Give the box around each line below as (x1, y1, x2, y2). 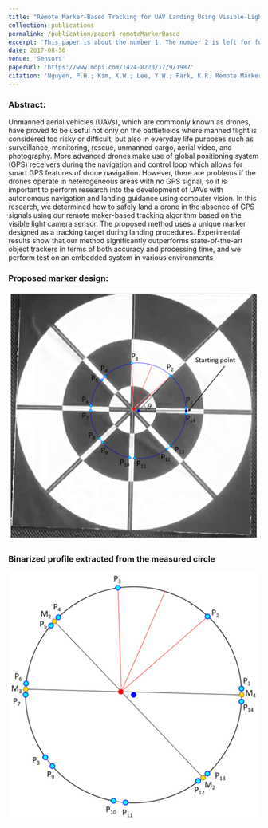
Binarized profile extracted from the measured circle (8, 553, 215, 564)
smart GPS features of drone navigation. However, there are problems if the (8, 168, 257, 178)
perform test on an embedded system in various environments (8, 253, 214, 262)
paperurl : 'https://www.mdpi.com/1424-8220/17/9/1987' (8, 64, 195, 72)
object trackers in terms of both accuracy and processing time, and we (8, 244, 242, 254)
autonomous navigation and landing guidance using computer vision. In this (8, 194, 257, 203)
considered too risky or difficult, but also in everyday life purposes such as (8, 134, 254, 144)
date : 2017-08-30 (8, 46, 66, 55)
